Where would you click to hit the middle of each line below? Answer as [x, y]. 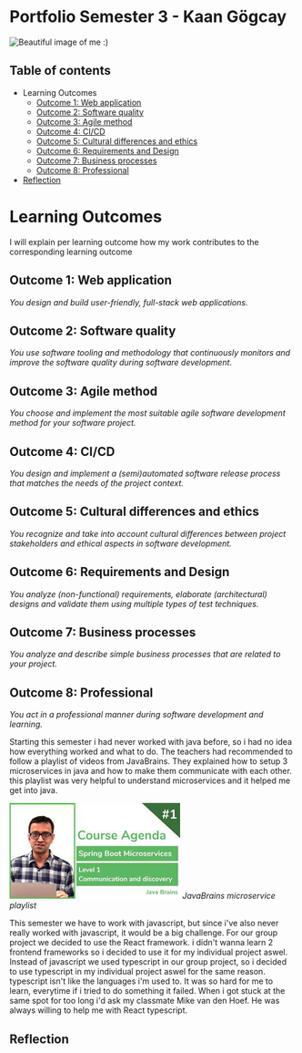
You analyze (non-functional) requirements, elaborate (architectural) [139, 594]
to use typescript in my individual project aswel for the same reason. [137, 972]
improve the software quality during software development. [121, 363]
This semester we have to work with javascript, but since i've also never [144, 924]
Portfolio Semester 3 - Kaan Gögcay [148, 17]
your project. [33, 664]
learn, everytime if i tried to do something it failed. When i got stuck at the [147, 991]
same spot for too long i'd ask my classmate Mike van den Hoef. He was [145, 1001]
